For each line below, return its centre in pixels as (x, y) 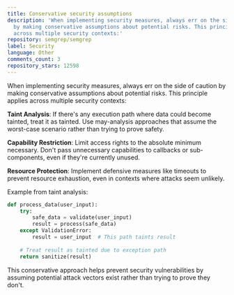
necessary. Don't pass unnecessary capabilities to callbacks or (98, 150)
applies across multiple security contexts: (67, 100)
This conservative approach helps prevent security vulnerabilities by (106, 270)
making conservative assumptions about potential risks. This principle (107, 93)
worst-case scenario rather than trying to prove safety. (86, 129)
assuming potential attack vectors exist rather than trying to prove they (109, 278)
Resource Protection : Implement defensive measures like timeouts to (107, 171)
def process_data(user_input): (53, 204)
